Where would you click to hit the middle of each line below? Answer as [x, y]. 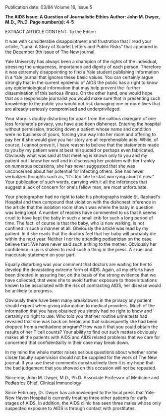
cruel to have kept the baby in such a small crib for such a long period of [79, 218]
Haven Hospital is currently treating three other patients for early [82, 398]
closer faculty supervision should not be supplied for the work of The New [81, 357]
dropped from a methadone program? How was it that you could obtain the [82, 327]
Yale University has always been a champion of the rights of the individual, [81, 61]
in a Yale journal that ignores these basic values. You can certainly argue [79, 77]
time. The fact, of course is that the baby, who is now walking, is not [75, 223]
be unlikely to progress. [29, 291]
